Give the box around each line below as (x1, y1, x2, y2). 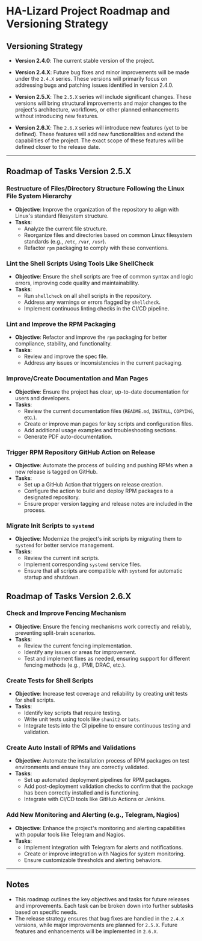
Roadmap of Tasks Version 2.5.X (6, 166, 132, 177)
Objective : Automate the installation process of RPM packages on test (14, 757, 189, 764)
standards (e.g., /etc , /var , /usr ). (23, 238, 106, 245)
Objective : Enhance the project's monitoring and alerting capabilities (14, 824, 186, 831)
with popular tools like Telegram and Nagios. (14, 831, 126, 838)
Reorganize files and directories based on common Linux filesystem (23, 231, 192, 239)
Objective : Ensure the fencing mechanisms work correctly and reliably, (14, 623, 191, 630)
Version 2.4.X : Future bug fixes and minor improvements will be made (14, 69, 189, 76)
